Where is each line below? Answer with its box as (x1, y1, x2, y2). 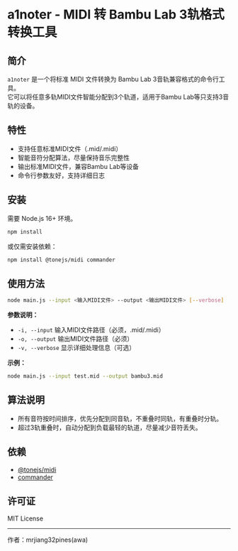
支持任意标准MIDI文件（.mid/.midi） (17, 144, 123, 153)
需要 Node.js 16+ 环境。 (7, 214, 76, 222)
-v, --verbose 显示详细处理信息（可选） (17, 344, 136, 352)
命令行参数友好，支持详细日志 (17, 171, 105, 180)
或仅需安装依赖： (7, 242, 57, 251)
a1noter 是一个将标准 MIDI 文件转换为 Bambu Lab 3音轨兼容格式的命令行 (7, 75, 220, 83)
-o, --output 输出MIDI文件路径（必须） (17, 334, 133, 343)
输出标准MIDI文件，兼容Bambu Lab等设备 (17, 162, 140, 170)
